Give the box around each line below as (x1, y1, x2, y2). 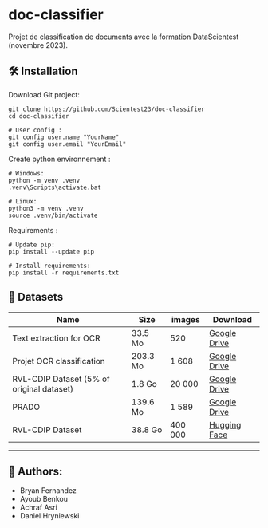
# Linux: (8, 197, 37, 205)
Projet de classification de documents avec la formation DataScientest (8, 32, 239, 41)
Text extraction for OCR (12, 333, 101, 344)
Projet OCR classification (12, 355, 105, 366)
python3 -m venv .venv (8, 204, 84, 212)
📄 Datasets (8, 290, 64, 304)
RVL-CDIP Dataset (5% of (12, 373, 110, 384)
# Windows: (8, 169, 45, 177)
